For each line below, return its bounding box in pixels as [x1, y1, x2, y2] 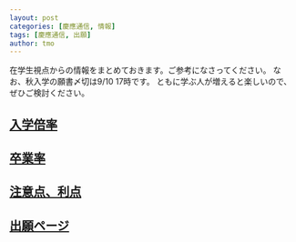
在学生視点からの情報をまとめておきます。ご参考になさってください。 [9, 65, 271, 76]
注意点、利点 [9, 184, 82, 200]
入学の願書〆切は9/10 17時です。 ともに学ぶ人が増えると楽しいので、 [33, 76, 292, 87]
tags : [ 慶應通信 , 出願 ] [9, 30, 92, 39]
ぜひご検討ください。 [9, 87, 89, 98]
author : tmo [9, 38, 55, 48]
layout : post [9, 13, 59, 23]
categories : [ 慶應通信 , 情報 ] [9, 22, 116, 31]
